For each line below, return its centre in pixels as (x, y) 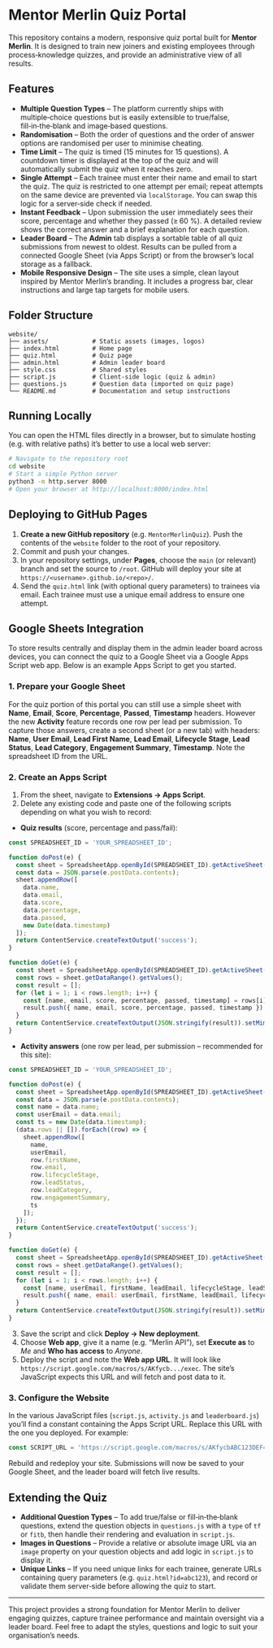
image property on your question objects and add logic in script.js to (136, 1551)
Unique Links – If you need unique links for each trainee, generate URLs (141, 1568)
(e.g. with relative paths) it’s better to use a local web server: (110, 444)
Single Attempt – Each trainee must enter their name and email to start (139, 177)
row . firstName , (56, 1160)
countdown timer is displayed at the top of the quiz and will (119, 160)
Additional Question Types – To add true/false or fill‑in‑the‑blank (129, 1516)
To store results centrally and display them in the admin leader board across (136, 648)
